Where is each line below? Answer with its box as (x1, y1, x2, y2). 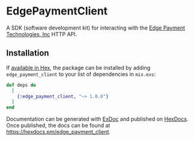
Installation (6, 48, 49, 58)
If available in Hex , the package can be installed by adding (6, 64, 151, 71)
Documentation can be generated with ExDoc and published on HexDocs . (6, 116, 189, 123)
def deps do (6, 82, 36, 88)
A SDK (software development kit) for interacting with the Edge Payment (6, 24, 185, 31)
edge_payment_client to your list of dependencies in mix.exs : (6, 70, 156, 78)
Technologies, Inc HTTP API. (6, 30, 77, 37)
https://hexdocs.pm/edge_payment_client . (6, 128, 111, 136)
